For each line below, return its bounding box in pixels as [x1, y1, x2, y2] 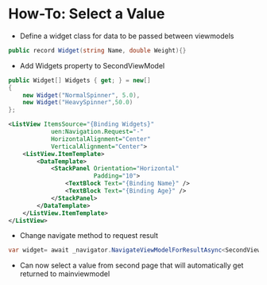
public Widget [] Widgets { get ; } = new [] [8, 76, 151, 84]
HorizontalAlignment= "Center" [50, 135, 151, 143]
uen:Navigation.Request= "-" [50, 128, 145, 136]
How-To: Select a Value [8, 5, 165, 23]
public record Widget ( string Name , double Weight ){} [8, 46, 187, 54]
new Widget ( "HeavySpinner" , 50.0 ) [22, 99, 133, 107]
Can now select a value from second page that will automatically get [19, 260, 244, 271]
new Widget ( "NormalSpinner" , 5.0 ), [22, 91, 141, 100]
